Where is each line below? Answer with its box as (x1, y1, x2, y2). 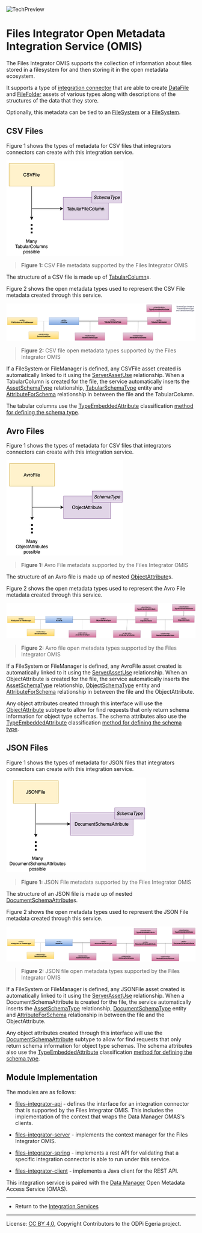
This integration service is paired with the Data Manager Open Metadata (6, 1179, 185, 1186)
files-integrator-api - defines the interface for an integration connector (14, 1100, 189, 1107)
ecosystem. (6, 72, 35, 80)
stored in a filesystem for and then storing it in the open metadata (6, 66, 168, 73)
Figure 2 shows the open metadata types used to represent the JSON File (6, 908, 189, 915)
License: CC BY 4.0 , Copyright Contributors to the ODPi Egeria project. (6, 1220, 182, 1227)
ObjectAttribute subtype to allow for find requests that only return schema (6, 706, 189, 714)
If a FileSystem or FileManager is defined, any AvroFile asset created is (6, 662, 182, 670)
